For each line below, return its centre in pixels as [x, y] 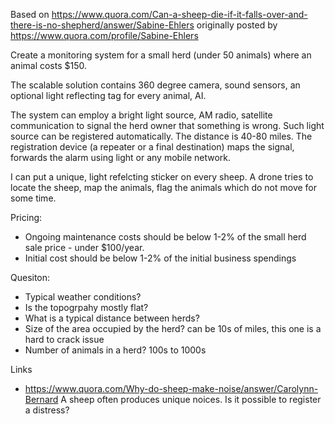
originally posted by [237, 25]
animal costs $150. [49, 65]
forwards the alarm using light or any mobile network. [121, 157]
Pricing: [26, 217]
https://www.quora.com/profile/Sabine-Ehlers [104, 35]
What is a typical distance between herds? [112, 318]
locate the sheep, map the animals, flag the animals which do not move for [164, 187]
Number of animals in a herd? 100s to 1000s [115, 350]
